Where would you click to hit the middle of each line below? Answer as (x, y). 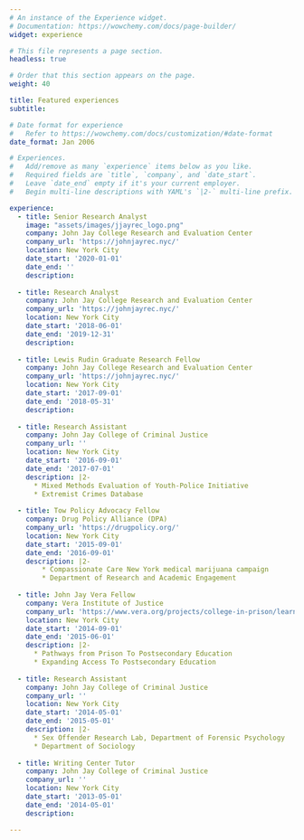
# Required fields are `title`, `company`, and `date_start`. (133, 175)
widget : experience (46, 34)
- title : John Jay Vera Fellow (76, 595)
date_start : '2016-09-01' (75, 460)
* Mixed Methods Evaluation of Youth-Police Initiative (141, 486)
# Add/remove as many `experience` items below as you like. (131, 167)
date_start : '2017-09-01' (75, 393)
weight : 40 (30, 84)
